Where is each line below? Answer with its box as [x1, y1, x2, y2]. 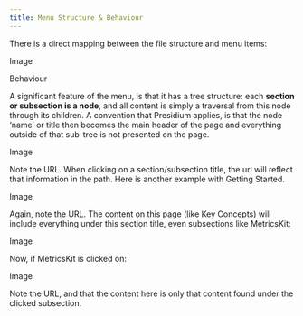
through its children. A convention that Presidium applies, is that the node [9, 109, 283, 120]
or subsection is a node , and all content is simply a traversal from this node [9, 100, 291, 111]
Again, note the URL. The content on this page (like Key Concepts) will [9, 209, 271, 219]
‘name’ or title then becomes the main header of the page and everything [9, 119, 282, 130]
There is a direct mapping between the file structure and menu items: [9, 38, 268, 49]
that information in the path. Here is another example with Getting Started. [9, 173, 285, 184]
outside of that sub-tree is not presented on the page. [9, 128, 210, 140]
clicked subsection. [9, 297, 82, 308]
